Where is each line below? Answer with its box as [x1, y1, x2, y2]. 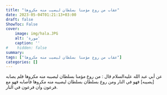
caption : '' [15, 41, 40, 46]
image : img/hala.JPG [15, 31, 58, 36]
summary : [6, 50, 24, 55]
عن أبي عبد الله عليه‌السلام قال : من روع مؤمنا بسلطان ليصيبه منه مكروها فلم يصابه [6, 73, 162, 79]
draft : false [6, 17, 34, 22]
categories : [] [6, 59, 38, 65]
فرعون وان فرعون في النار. [6, 84, 58, 90]
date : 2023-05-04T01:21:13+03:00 [6, 12, 77, 17]
